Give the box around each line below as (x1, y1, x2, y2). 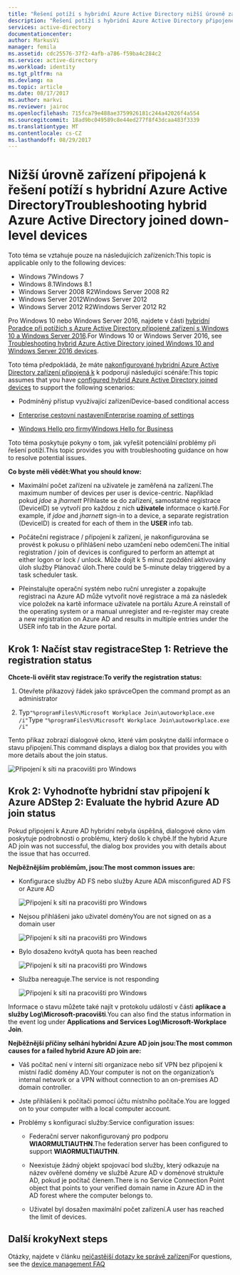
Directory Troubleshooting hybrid (8, 197, 207, 214)
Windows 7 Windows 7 (18, 272, 84, 281)
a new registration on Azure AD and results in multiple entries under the (18, 615, 229, 623)
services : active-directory (8, 24, 92, 31)
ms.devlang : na (8, 76, 53, 84)
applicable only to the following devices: (8, 259, 127, 267)
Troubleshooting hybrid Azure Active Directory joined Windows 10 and (8, 339, 214, 348)
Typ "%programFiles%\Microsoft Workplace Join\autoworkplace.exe (18, 708, 215, 717)
